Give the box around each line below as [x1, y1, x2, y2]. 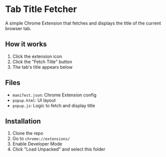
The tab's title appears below [12, 64, 73, 70]
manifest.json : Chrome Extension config [12, 92, 96, 98]
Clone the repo [12, 130, 43, 136]
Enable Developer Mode [12, 141, 62, 147]
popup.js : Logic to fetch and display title [12, 102, 95, 108]
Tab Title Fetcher [5, 4, 77, 15]
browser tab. [5, 25, 31, 31]
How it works [5, 40, 47, 49]
